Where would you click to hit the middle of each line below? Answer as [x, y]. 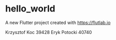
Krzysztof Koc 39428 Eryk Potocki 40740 [49, 32]
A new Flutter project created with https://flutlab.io [58, 22]
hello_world [30, 9]
